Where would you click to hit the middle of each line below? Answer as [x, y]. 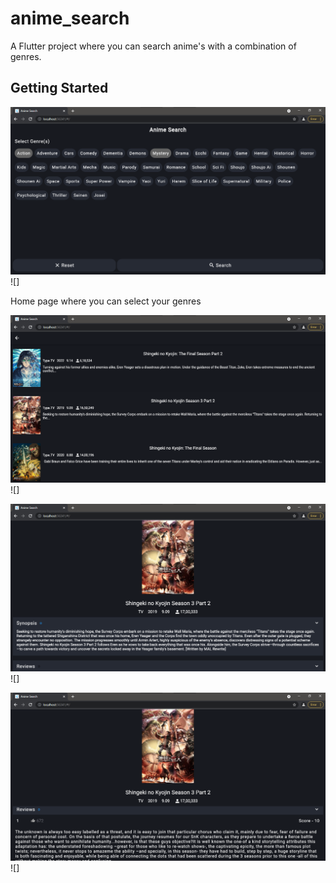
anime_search [70, 18]
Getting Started [59, 88]
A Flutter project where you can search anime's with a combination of [153, 46]
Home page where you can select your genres [106, 301]
